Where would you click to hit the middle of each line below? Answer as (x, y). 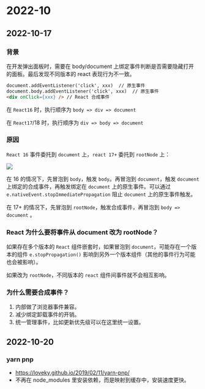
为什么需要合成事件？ (38, 293)
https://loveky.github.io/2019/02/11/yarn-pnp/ (73, 373)
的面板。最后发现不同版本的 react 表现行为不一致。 (71, 74)
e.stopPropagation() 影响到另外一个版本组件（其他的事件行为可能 (112, 254)
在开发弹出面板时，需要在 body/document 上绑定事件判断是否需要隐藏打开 (100, 66)
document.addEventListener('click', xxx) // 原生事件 (76, 85)
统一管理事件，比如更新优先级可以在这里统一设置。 (80, 322)
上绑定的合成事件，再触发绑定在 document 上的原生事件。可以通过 (89, 186)
